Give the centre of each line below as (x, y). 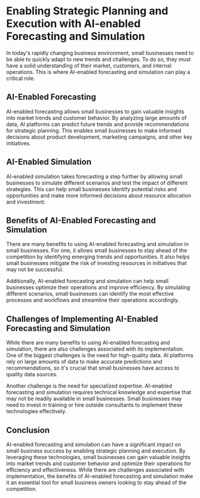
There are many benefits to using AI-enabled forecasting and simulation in (98, 244)
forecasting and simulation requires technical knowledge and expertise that (99, 392)
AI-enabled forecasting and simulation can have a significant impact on (94, 444)
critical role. (21, 78)
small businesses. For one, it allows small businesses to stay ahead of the (97, 250)
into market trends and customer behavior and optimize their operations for (99, 463)
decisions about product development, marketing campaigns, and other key (99, 137)
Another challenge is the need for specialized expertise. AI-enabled (89, 386)
